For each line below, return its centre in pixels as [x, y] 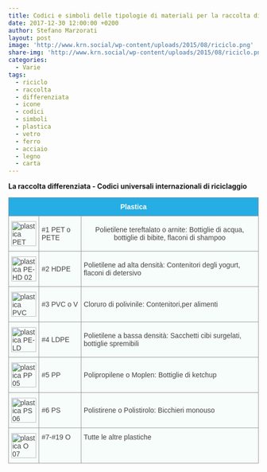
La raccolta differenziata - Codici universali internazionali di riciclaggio [128, 186]
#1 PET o [56, 230]
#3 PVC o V [60, 304]
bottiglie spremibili [111, 344]
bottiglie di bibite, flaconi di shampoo [170, 238]
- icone [28, 104]
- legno [28, 156]
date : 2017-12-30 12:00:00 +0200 [64, 23]
